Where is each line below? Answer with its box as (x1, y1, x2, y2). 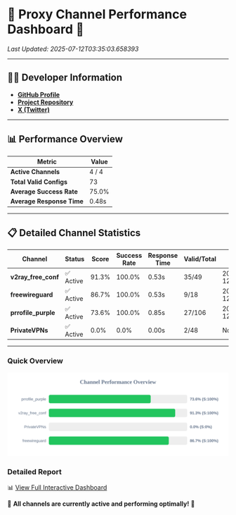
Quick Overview (7, 356, 63, 366)
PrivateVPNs (10, 325, 48, 334)
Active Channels (10, 168, 60, 176)
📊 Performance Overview (7, 133, 123, 145)
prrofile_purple (10, 308, 55, 316)
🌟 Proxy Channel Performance (7, 6, 188, 23)
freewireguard (10, 290, 53, 299)
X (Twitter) (17, 105, 51, 113)
